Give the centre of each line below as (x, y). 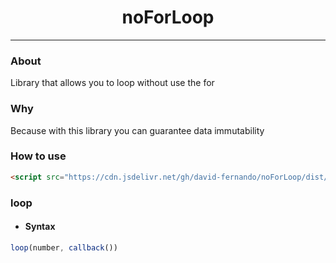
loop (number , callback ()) (64, 247)
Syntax (40, 227)
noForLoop (168, 17)
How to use (38, 156)
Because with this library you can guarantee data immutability (137, 130)
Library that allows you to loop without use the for (112, 83)
